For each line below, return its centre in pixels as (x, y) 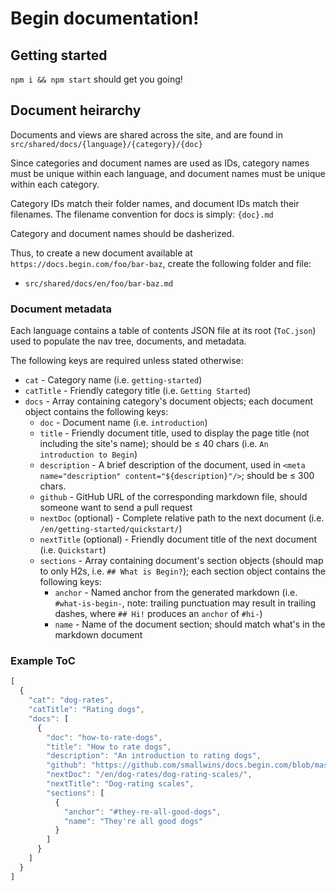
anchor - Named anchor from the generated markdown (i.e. (176, 593)
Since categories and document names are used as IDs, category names (160, 163)
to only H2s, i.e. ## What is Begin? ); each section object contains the (182, 571)
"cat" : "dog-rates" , (71, 700)
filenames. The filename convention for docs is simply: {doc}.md (142, 214)
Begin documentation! (105, 18)
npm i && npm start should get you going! (96, 79)
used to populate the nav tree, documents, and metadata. (128, 341)
